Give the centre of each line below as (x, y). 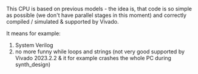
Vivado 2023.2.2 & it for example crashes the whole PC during (93, 58)
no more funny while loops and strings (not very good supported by (100, 52)
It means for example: (33, 33)
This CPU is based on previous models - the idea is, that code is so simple (99, 9)
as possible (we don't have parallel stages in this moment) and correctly (97, 15)
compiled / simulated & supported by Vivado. (63, 22)
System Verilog (34, 45)
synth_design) (33, 64)
